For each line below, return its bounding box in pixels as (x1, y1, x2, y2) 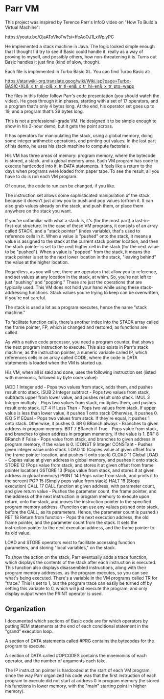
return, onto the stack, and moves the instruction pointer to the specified (5, 498, 152, 504)
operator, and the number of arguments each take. (5, 658, 107, 664)
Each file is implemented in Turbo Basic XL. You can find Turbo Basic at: (5, 68, 150, 74)
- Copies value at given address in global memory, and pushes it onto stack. (5, 457, 159, 463)
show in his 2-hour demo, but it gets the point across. (5, 123, 114, 129)
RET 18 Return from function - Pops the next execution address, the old (5, 514, 149, 520)
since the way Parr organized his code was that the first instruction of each (5, 673, 157, 678)
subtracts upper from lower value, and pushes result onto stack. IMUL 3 (5, 394, 150, 400)
